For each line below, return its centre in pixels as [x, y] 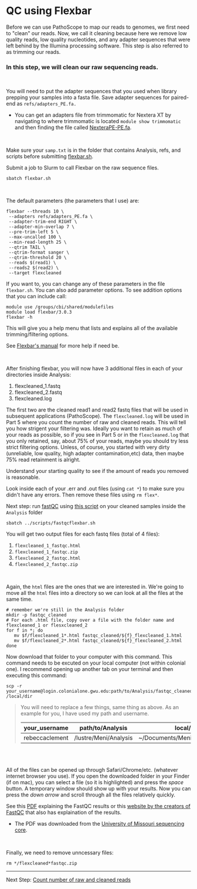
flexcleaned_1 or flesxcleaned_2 [47, 625]
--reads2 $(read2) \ [34, 268]
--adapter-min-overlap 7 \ [42, 227]
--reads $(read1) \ [33, 263]
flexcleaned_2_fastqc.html [47, 558]
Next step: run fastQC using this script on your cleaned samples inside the [96, 506]
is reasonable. [23, 477]
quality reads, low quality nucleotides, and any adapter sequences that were [98, 39]
